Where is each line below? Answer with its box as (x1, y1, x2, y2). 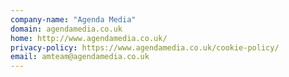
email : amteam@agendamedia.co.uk (10, 52, 150, 62)
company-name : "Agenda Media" (10, 14, 137, 25)
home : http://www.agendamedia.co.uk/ (10, 33, 168, 43)
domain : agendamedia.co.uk (10, 24, 123, 34)
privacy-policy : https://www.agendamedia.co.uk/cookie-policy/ (10, 42, 280, 53)
